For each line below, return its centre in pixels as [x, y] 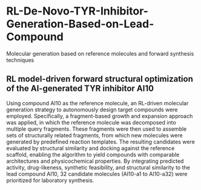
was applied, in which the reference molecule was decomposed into [91, 122]
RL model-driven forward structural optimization [100, 79]
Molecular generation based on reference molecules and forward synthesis [100, 53]
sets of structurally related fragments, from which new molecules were [94, 135]
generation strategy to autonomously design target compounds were [92, 110]
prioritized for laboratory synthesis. [50, 180]
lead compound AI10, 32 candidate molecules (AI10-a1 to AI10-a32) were [97, 174]
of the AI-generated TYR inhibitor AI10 [80, 89]
